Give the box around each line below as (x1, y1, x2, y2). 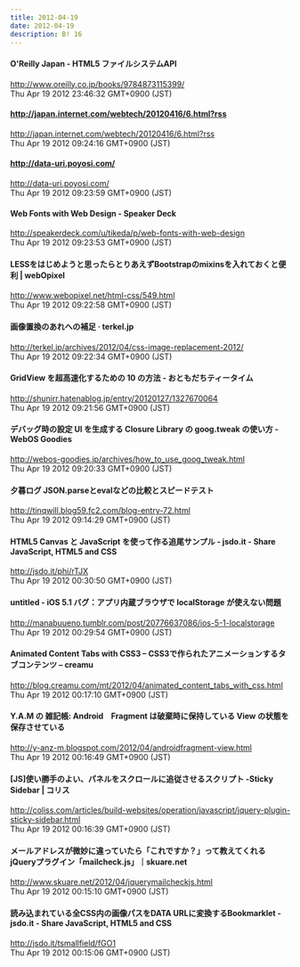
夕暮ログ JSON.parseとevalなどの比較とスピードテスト (10, 485, 215, 496)
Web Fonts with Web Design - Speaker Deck (10, 208, 177, 218)
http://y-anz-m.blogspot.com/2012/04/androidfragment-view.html (10, 742, 253, 753)
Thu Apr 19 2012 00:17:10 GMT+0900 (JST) (10, 689, 168, 700)
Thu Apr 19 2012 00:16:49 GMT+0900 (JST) (10, 752, 172, 763)
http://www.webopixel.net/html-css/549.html (10, 291, 175, 301)
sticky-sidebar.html (10, 815, 81, 825)
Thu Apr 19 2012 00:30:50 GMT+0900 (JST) (10, 576, 173, 586)
